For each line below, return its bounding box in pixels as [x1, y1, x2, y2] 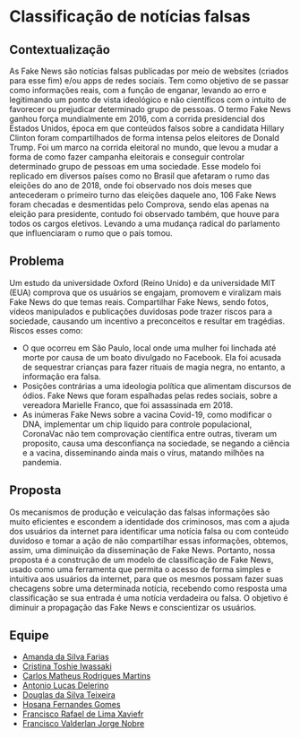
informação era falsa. [21, 370, 101, 382]
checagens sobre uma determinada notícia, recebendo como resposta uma [9, 583, 287, 594]
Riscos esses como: [9, 325, 83, 335]
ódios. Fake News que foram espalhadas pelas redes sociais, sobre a [21, 390, 278, 401]
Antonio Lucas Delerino [21, 680, 109, 691]
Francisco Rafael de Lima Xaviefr [21, 708, 144, 719]
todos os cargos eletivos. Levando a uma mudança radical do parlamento [9, 218, 280, 229]
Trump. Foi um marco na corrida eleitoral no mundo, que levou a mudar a [9, 142, 279, 152]
